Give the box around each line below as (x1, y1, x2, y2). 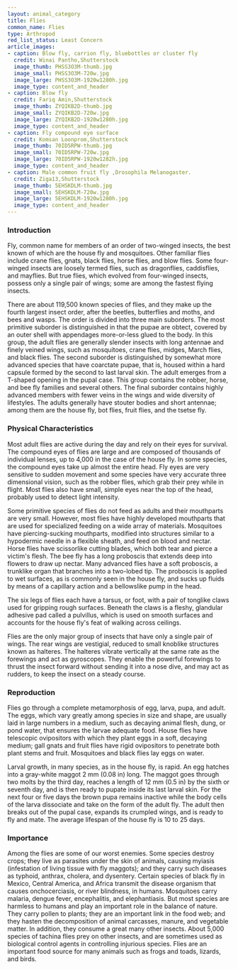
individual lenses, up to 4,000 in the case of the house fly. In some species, (7, 455, 227, 464)
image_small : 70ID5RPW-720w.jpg (13, 149, 110, 156)
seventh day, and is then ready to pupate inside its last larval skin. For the (7, 785, 222, 794)
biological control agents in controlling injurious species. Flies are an (7, 940, 208, 948)
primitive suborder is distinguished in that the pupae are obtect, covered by (7, 323, 227, 332)
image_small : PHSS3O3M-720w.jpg (13, 70, 110, 77)
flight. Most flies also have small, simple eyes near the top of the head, (7, 485, 214, 493)
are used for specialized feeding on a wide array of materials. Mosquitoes (7, 521, 222, 530)
